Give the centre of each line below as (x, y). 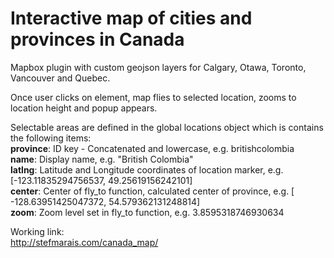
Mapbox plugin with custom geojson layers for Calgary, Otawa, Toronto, (158, 67)
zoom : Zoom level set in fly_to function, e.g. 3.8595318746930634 (147, 212)
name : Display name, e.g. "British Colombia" (102, 159)
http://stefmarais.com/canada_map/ (84, 242)
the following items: (51, 138)
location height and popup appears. (84, 108)
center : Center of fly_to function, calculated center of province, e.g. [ (152, 191)
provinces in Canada (97, 39)
